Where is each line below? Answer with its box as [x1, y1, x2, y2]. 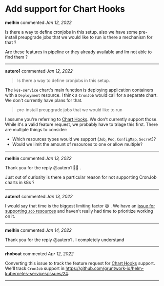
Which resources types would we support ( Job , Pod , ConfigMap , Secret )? [12, 136, 156, 142]
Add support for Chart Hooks [5, 3, 125, 15]
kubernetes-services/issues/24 [5, 270, 68, 276]
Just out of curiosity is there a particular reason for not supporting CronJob [5, 174, 157, 180]
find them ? [5, 54, 28, 60]
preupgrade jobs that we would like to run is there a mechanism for [18, 34, 153, 40]
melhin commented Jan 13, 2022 [5, 155, 72, 161]
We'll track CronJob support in [5, 265, 65, 271]
